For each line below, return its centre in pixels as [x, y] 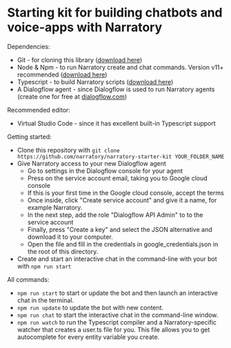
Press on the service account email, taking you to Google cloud [118, 178]
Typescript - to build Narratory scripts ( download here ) [95, 81]
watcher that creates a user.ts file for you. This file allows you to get [113, 329]
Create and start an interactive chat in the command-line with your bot [117, 259]
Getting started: [29, 137]
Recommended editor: [39, 110]
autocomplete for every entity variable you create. [88, 337]
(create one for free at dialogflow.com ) [72, 96]
